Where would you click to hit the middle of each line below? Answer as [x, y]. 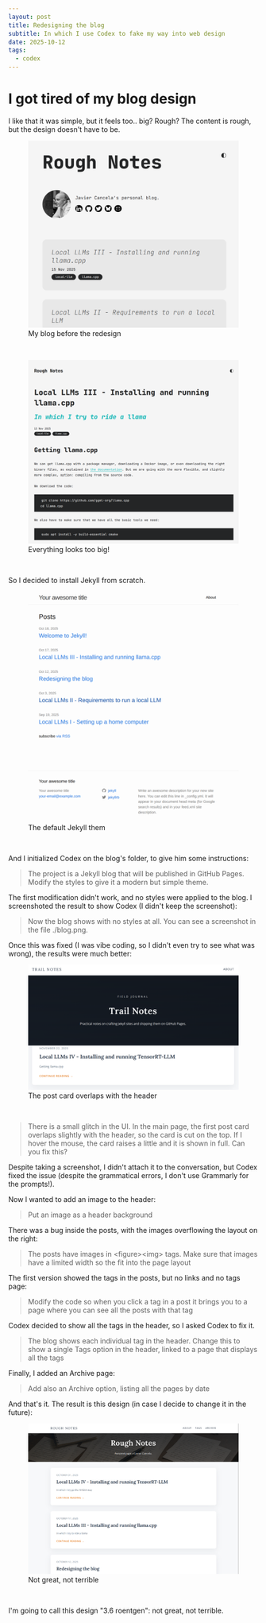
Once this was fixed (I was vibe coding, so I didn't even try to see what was [132, 945]
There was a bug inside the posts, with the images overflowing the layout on [133, 1231]
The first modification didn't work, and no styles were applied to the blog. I [130, 897]
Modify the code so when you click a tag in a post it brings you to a [137, 1302]
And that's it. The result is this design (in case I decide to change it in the [127, 1404]
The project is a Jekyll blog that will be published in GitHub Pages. [136, 873]
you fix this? [47, 1152]
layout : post [30, 17]
